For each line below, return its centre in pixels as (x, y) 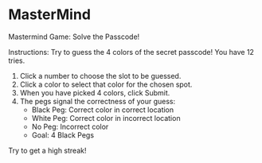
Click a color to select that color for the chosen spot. (106, 84)
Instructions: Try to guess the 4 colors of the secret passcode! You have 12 (131, 52)
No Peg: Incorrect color (70, 126)
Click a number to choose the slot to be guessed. (100, 76)
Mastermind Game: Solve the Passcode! (74, 37)
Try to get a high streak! (47, 150)
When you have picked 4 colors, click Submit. (95, 92)
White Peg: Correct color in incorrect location (106, 118)
